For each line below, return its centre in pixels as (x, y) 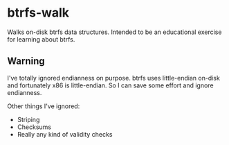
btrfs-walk (38, 13)
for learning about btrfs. (41, 39)
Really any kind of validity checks (65, 134)
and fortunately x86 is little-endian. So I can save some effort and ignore (110, 85)
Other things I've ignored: (44, 106)
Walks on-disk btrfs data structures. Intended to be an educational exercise (114, 32)
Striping (28, 119)
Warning (26, 61)
